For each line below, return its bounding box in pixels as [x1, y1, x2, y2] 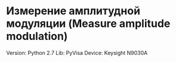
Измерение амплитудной [6, 4, 141, 18]
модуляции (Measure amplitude [6, 17, 171, 30]
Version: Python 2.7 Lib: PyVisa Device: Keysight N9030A [6, 49, 148, 56]
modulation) [6, 30, 68, 43]
